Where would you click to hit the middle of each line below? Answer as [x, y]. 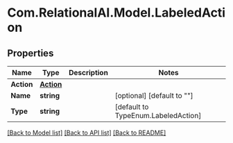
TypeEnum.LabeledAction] [158, 116]
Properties [31, 53]
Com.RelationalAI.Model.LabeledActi [116, 13]
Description [88, 73]
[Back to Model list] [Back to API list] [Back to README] [87, 133]
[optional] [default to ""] [154, 95]
